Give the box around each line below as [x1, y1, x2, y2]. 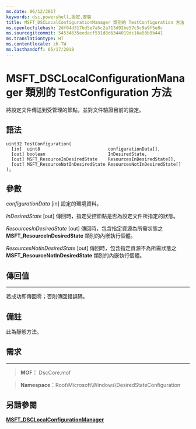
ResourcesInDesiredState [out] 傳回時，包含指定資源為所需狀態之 [6, 225, 163, 232]
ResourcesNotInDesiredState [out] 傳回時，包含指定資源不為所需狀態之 [6, 245, 177, 252]
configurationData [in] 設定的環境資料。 [6, 200, 102, 207]
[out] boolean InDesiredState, [11, 151, 148, 157]
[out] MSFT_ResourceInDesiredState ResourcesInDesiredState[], [11, 156, 176, 162]
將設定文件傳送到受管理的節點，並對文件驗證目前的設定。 [6, 106, 144, 113]
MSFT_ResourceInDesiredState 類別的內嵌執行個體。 [6, 232, 136, 239]
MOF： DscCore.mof [20, 369, 71, 376]
